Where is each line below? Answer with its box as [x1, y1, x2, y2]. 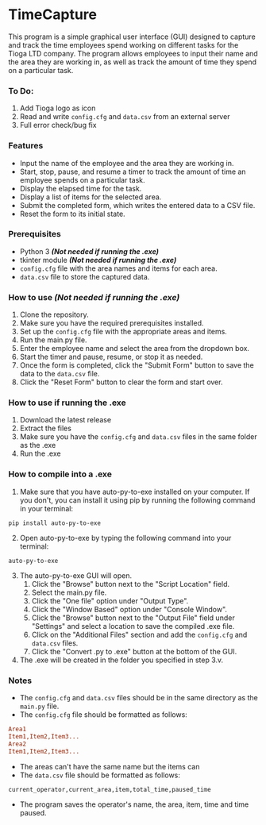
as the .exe [19, 441, 56, 450]
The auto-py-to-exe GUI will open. [19, 570, 133, 580]
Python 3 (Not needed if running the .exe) [19, 246, 159, 256]
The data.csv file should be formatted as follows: [19, 770, 181, 780]
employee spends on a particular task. [19, 175, 145, 184]
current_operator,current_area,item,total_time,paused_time [8, 785, 212, 793]
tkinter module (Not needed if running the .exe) [19, 255, 177, 264]
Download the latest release [19, 415, 112, 425]
